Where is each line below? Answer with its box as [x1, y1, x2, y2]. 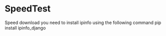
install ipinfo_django [5, 24, 46, 30]
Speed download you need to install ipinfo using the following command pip [5, 19, 161, 25]
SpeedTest [5, 3, 51, 14]
